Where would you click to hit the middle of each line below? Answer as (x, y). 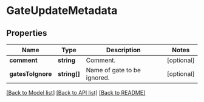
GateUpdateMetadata (62, 11)
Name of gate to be (114, 70)
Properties (27, 33)
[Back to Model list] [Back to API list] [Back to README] (76, 93)
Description (123, 50)
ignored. (98, 78)
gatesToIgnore (31, 74)
